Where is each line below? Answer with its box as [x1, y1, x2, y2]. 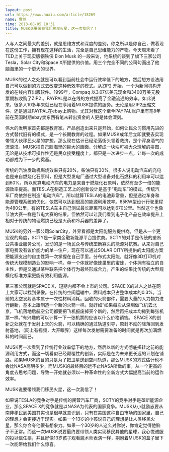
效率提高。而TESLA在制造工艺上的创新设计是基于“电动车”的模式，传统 [9, 186, 155, 192]
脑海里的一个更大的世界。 [5, 66, 58, 72]
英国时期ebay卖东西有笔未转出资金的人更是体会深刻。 [14, 114, 126, 120]
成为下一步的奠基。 [14, 157, 54, 163]
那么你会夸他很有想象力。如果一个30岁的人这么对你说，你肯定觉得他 [14, 422, 156, 428]
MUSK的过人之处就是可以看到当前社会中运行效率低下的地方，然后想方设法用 [5, 77, 164, 83]
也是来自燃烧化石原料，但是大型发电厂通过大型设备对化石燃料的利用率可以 [5, 173, 159, 179]
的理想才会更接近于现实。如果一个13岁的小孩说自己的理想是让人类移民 [5, 416, 151, 422]
